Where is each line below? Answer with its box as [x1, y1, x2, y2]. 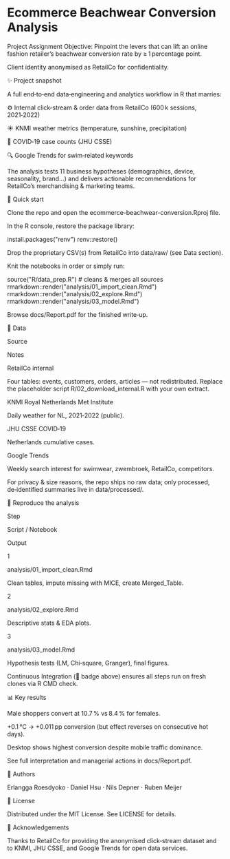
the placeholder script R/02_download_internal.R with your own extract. [7, 384, 209, 393]
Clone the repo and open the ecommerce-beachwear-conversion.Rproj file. [7, 208, 221, 216]
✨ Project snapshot [7, 76, 62, 84]
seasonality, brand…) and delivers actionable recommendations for [7, 174, 197, 183]
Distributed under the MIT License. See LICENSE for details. [7, 809, 176, 818]
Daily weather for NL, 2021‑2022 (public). [7, 411, 125, 420]
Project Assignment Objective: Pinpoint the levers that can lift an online [7, 42, 208, 50]
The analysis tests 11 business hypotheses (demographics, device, [7, 167, 196, 175]
